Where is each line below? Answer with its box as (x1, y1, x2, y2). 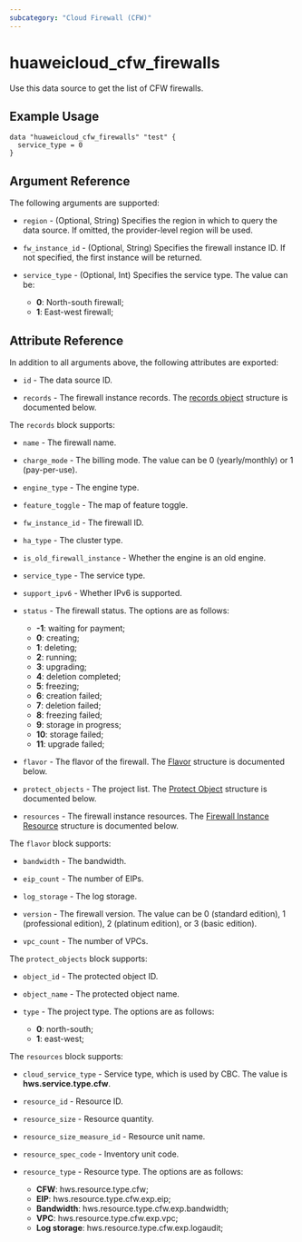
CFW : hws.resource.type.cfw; (35, 1184, 149, 1195)
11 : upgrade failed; (35, 739, 105, 750)
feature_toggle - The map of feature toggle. (22, 500, 189, 510)
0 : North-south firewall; (35, 297, 124, 308)
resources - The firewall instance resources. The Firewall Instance (22, 810, 269, 821)
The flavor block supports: (9, 838, 112, 849)
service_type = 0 (17, 141, 83, 150)
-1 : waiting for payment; (35, 623, 125, 633)
